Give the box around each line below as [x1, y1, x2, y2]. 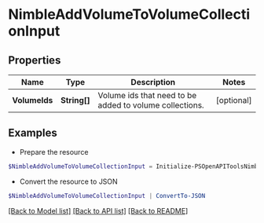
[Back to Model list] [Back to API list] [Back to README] [8, 206, 189, 215]
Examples [8, 126, 57, 140]
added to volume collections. [97, 100, 204, 111]
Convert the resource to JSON [19, 177, 118, 186]
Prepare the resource [19, 147, 89, 156]
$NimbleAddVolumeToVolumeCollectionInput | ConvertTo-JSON [8, 192, 206, 199]
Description [130, 77, 176, 87]
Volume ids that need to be [97, 90, 197, 101]
